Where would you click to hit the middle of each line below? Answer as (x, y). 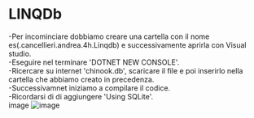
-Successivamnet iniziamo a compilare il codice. (90, 88)
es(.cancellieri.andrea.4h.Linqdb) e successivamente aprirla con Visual (127, 44)
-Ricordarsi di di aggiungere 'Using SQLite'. (81, 96)
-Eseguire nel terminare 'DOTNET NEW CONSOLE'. (94, 62)
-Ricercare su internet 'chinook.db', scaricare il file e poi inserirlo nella (126, 70)
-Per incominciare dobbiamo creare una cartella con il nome (109, 36)
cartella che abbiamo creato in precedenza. (81, 79)
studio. (20, 53)
